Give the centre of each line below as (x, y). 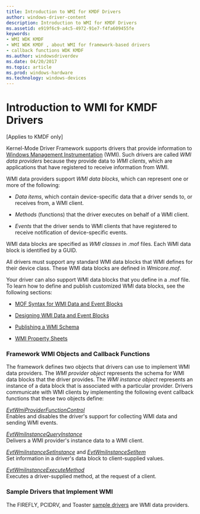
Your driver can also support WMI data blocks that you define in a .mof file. (98, 280)
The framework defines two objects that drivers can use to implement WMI (98, 367)
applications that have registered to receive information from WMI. (87, 167)
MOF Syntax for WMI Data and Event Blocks (69, 304)
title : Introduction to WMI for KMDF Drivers (63, 12)
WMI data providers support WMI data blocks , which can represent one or (97, 179)
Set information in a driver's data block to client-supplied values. (85, 459)
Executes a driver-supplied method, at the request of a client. (81, 476)
